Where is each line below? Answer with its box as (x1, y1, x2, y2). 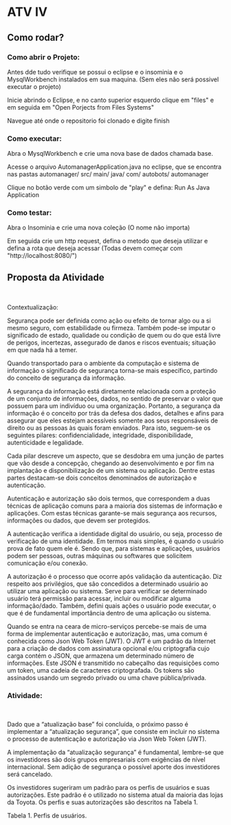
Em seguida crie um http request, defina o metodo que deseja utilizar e (7, 237, 208, 245)
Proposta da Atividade (7, 272, 104, 283)
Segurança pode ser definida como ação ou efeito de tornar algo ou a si (7, 316, 211, 325)
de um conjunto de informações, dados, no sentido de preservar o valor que (7, 394, 223, 403)
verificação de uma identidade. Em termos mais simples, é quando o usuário (7, 537, 224, 545)
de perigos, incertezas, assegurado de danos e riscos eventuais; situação (7, 338, 217, 347)
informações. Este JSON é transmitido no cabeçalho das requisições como (7, 659, 220, 667)
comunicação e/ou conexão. (7, 559, 88, 567)
